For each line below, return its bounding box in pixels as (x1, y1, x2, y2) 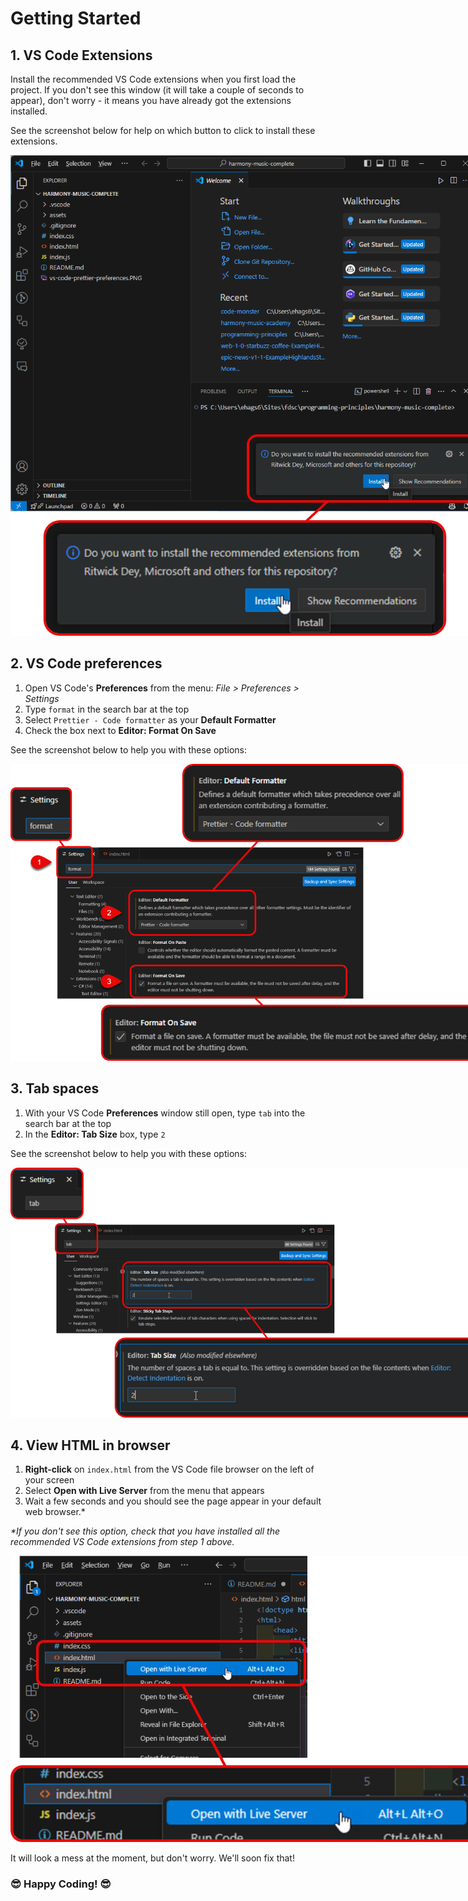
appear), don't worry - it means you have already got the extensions (10, 95, 292, 106)
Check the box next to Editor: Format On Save (24, 724, 217, 736)
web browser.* (24, 1506, 86, 1518)
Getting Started (10, 7, 142, 30)
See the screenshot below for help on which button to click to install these (10, 125, 316, 136)
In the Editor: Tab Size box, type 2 (24, 1128, 166, 1140)
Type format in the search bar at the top (24, 703, 190, 715)
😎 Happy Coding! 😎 (10, 1877, 112, 1891)
